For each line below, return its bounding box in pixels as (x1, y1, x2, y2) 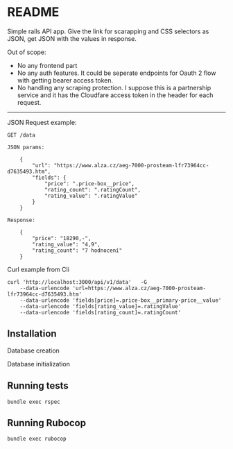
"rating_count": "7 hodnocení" (32, 247, 123, 254)
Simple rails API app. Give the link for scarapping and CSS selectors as (7, 27, 209, 35)
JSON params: (7, 144, 45, 151)
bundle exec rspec (7, 398, 60, 405)
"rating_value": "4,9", (32, 241, 101, 248)
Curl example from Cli (7, 265, 69, 273)
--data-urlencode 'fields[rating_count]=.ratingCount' (19, 309, 182, 316)
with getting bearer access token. (17, 76, 114, 84)
